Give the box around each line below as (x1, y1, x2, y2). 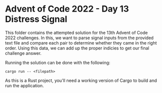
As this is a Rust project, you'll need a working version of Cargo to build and (5, 77, 157, 83)
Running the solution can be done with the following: (5, 60, 110, 65)
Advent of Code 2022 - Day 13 (5, 3, 129, 15)
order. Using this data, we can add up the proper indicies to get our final (5, 45, 149, 51)
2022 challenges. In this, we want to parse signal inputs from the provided (5, 35, 154, 41)
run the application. (5, 82, 44, 88)
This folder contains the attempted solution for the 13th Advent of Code (5, 30, 148, 35)
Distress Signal (5, 14, 68, 25)
